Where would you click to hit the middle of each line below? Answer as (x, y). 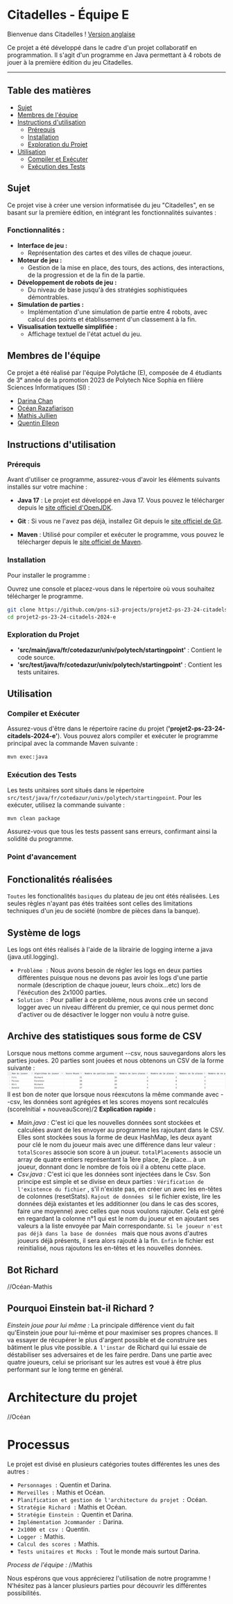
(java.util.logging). (33, 956)
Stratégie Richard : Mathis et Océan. (72, 1507)
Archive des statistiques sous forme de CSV (105, 1036)
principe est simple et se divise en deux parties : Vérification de (111, 1182)
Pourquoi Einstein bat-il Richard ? (81, 1309)
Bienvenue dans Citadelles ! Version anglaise (71, 34)
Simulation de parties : (51, 304)
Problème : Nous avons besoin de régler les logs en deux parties (110, 970)
